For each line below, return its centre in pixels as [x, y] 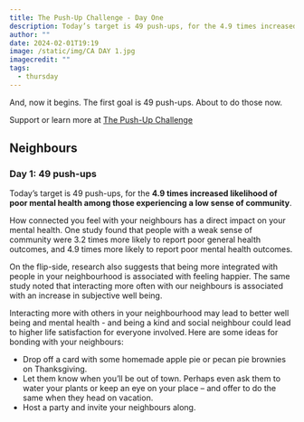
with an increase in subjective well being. [86, 295]
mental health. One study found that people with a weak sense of [131, 230]
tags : [19, 69]
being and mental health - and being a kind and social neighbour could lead [150, 323]
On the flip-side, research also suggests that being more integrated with [144, 267]
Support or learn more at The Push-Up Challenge [101, 119]
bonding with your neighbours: [66, 342]
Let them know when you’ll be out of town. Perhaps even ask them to [152, 379]
